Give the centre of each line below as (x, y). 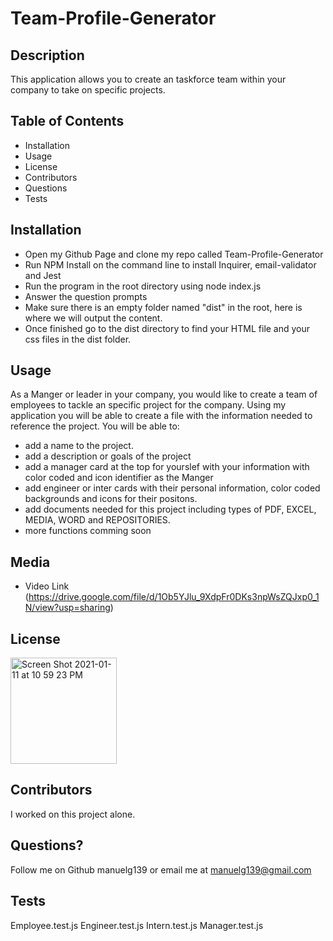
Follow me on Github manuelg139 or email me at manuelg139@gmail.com (161, 869)
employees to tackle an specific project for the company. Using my (148, 405)
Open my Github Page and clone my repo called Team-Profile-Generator (174, 254)
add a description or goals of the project (108, 456)
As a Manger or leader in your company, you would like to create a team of (164, 394)
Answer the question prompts (86, 296)
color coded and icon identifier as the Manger (119, 478)
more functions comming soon (88, 531)
